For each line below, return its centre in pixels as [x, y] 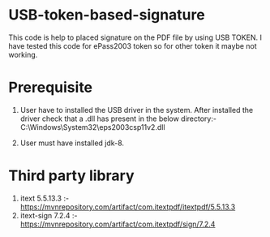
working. [23, 54]
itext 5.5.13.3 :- [45, 198]
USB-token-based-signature [107, 15]
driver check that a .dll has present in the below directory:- [118, 118]
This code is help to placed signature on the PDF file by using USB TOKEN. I [135, 37]
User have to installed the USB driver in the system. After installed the [137, 110]
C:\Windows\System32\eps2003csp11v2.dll [92, 127]
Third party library [71, 176]
